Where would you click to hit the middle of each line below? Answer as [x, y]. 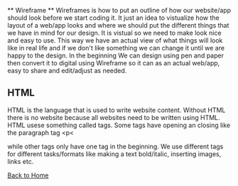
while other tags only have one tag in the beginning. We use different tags [115, 146]
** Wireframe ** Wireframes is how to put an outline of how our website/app [119, 10]
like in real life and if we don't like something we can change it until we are [116, 48]
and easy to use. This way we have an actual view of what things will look [115, 40]
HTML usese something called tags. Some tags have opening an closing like [119, 125]
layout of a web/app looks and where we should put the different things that [118, 25]
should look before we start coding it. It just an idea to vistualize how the [113, 18]
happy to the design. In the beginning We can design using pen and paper [115, 55]
